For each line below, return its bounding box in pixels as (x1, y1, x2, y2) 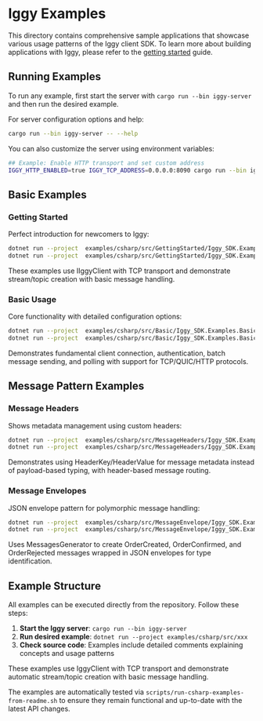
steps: (8, 609, 28, 618)
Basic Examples (8, 188, 88, 201)
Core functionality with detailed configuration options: (8, 311, 182, 322)
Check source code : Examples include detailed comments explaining (19, 640, 243, 650)
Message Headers (8, 403, 80, 414)
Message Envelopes (8, 486, 87, 497)
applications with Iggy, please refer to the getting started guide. (8, 47, 213, 56)
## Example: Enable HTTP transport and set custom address (8, 158, 205, 167)
